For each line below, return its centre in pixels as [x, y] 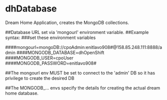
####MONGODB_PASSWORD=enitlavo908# [51, 63]
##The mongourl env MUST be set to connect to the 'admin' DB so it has [80, 72]
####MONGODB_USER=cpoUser [39, 57]
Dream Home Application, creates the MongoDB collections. [67, 22]
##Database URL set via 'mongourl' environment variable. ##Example [77, 32]
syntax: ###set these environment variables [50, 37]
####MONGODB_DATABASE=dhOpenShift [60, 52]
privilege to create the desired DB [40, 78]
